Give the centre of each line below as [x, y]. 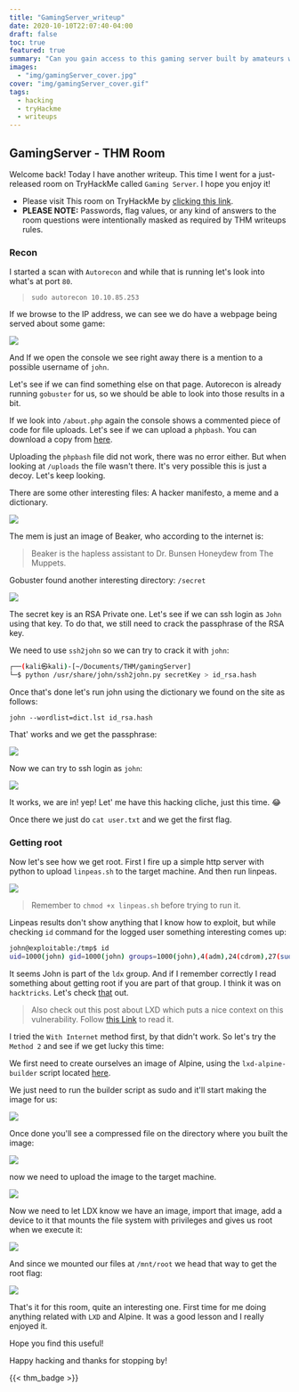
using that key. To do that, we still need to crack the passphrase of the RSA [147, 623]
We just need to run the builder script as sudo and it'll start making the [138, 1090]
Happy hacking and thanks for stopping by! [88, 1361]
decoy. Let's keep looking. [57, 476]
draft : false [33, 34]
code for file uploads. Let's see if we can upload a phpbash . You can [133, 430]
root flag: [26, 1274]
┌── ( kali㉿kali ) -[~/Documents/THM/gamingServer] [100, 667]
